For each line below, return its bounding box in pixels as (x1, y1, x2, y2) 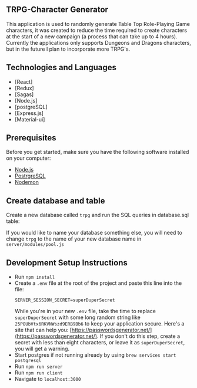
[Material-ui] (14, 116, 45, 123)
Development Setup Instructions (6, 258, 128, 268)
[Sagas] (14, 91, 34, 98)
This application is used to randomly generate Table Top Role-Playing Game (6, 20, 190, 27)
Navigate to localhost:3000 (14, 376, 81, 383)
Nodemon (14, 179, 39, 186)
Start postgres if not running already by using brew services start (14, 351, 176, 359)
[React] (14, 78, 33, 85)
